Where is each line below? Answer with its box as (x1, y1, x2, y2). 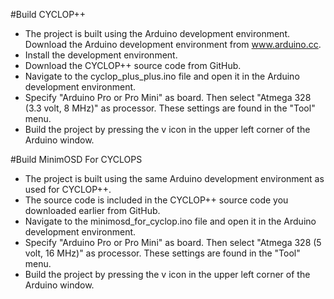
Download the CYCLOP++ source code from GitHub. (24, 60, 242, 71)
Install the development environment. (24, 49, 178, 61)
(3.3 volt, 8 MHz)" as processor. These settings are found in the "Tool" (24, 102, 316, 114)
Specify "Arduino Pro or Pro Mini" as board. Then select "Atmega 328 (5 (24, 237, 322, 248)
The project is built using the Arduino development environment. (24, 28, 291, 39)
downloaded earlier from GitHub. (24, 205, 161, 216)
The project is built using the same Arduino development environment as (24, 173, 325, 184)
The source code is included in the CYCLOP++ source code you (24, 194, 289, 206)
